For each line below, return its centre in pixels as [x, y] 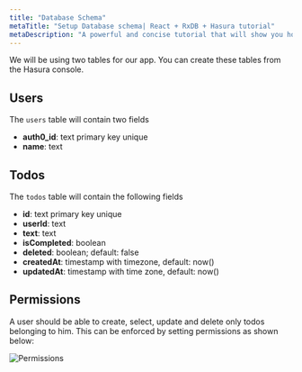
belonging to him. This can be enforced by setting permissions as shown [144, 331]
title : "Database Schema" [58, 18]
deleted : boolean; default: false [80, 252]
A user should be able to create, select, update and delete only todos [137, 322]
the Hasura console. [46, 69]
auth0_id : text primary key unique [85, 137]
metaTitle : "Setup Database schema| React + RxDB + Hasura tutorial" [142, 26]
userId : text [44, 223]
